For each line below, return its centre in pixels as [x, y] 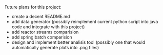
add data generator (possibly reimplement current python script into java [85, 22]
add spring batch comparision [42, 37]
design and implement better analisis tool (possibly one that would [78, 42]
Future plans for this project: [33, 7]
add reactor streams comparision [45, 32]
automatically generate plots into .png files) [55, 47]
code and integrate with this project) [48, 27]
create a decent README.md [41, 16]
